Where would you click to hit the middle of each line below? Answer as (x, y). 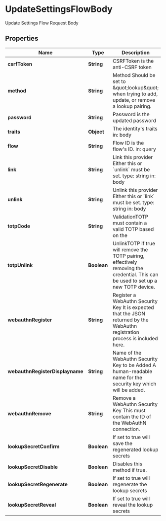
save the (123, 443)
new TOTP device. (134, 287)
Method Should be (134, 75)
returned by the (131, 320)
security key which (135, 383)
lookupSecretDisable (33, 467)
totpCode (19, 226)
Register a (124, 295)
